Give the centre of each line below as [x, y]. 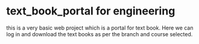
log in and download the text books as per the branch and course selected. [99, 34]
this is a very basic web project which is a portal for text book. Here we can [100, 28]
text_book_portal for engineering [91, 11]
